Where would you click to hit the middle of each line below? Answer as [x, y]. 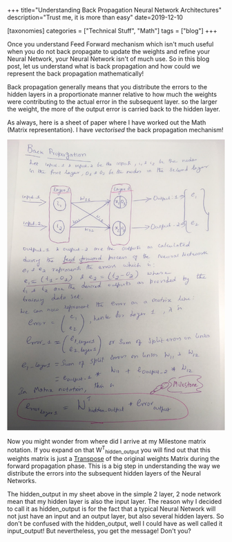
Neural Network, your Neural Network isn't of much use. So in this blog [108, 59]
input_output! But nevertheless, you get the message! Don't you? [99, 531]
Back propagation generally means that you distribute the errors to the [107, 87]
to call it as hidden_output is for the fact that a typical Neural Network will [112, 509]
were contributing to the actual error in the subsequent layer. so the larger [112, 102]
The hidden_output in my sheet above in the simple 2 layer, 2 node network [114, 494]
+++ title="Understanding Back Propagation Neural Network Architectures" [115, 10]
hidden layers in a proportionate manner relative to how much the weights [112, 94]
